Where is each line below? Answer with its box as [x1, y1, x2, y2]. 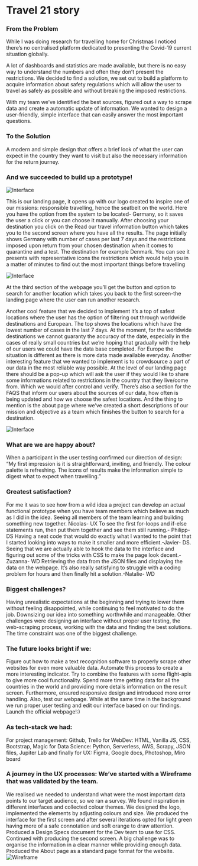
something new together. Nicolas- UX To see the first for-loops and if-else [6, 520, 187, 527]
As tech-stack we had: [6, 723, 73, 731]
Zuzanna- [6, 557, 30, 565]
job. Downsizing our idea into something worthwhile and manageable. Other [6, 611, 191, 618]
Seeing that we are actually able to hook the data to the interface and [6, 545, 174, 552]
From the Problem [6, 25, 59, 33]
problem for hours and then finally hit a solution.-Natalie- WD [6, 570, 155, 577]
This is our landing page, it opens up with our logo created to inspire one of [6, 198, 190, 205]
